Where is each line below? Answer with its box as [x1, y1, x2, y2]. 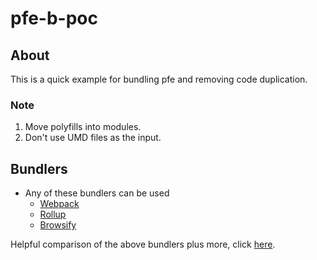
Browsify [39, 219, 77, 231]
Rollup [39, 208, 67, 221]
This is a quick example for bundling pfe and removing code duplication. [10, 73, 308, 85]
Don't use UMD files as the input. [24, 132, 162, 144]
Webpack [39, 198, 80, 210]
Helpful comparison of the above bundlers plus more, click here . [10, 238, 276, 251]
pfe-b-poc [10, 7, 99, 30]
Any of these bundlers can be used [24, 187, 170, 199]
